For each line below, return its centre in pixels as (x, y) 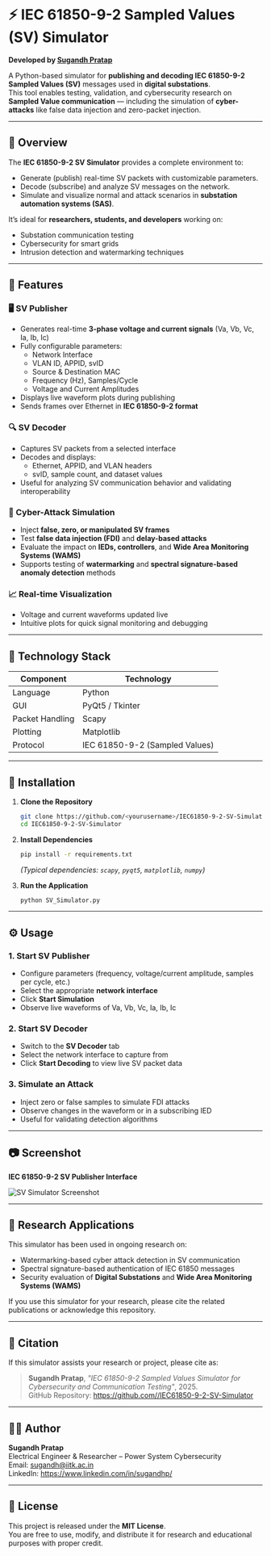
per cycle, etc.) (45, 982)
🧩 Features (36, 285)
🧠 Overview (38, 143)
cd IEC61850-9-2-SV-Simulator (71, 824)
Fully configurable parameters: (71, 346)
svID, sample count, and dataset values (97, 474)
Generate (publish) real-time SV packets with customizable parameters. (139, 178)
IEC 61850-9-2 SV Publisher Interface (73, 1176)
